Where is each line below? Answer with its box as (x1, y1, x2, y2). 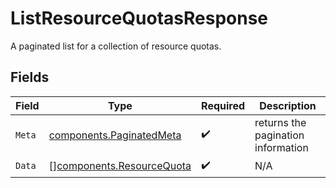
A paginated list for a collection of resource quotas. (10, 40, 222, 52)
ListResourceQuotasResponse (10, 7, 269, 30)
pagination (254, 128, 305, 142)
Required (201, 98, 246, 112)
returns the (254, 115, 307, 129)
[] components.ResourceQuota (48, 159, 192, 173)
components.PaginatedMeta (48, 128, 182, 142)
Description (259, 98, 317, 112)
